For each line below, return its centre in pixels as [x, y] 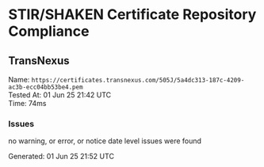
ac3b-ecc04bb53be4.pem [46, 87]
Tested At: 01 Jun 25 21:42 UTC [60, 95]
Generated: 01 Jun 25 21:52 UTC [61, 157]
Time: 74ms [27, 103]
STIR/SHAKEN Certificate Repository [132, 15]
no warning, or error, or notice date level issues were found [105, 141]
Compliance [49, 31]
